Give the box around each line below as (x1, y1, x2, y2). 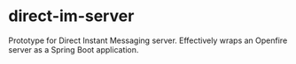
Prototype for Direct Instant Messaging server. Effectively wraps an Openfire (8, 35, 288, 46)
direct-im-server (8, 6, 135, 26)
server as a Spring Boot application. (8, 44, 139, 54)
